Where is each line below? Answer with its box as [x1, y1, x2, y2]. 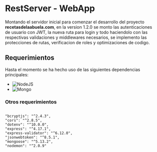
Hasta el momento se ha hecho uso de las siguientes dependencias [5, 67, 140, 72]
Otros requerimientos [5, 98, 57, 105]
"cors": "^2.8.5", [5, 118, 42, 123]
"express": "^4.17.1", [5, 127, 51, 132]
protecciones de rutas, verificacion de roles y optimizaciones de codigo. [5, 39, 150, 45]
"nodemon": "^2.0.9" [5, 144, 47, 149]
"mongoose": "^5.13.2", [5, 139, 53, 144]
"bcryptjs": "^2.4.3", [5, 114, 51, 119]
